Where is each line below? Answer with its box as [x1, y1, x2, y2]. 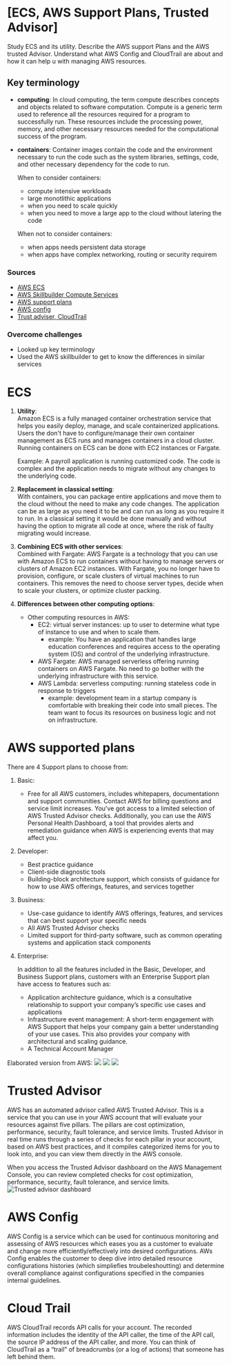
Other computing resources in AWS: [27, 613, 130, 622]
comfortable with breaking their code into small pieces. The [48, 701, 217, 710]
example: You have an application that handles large [48, 635, 197, 643]
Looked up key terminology [17, 345, 95, 353]
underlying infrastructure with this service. [37, 672, 159, 681]
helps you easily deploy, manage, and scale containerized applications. [17, 422, 220, 430]
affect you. [27, 834, 59, 842]
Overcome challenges [7, 329, 83, 339]
